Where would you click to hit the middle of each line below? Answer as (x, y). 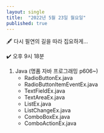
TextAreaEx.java (44, 98)
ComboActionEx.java (50, 123)
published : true (27, 23)
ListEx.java (38, 104)
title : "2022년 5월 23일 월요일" (46, 18)
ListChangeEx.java (47, 110)
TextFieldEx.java (45, 91)
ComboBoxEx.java (47, 117)
